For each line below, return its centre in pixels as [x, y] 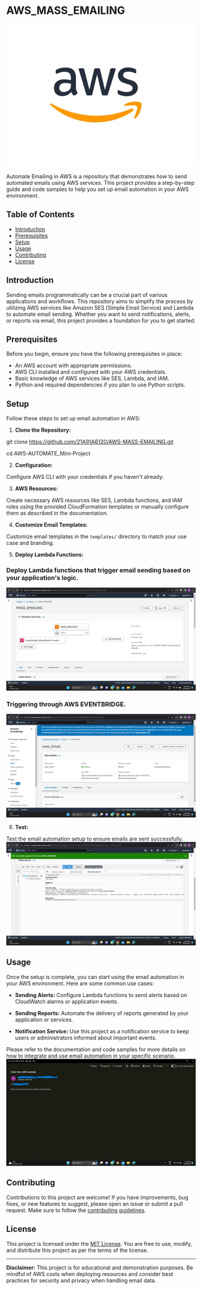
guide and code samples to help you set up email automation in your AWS [98, 189]
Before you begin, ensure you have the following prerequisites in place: [94, 354]
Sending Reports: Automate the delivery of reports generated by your [102, 1013]
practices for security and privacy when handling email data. [81, 1280]
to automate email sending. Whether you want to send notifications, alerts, [98, 314]
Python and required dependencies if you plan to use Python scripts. [100, 385]
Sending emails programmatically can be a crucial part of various [87, 295]
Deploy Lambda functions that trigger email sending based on [98, 570]
